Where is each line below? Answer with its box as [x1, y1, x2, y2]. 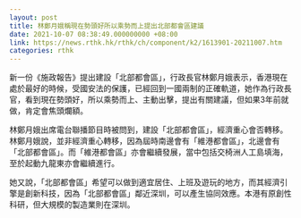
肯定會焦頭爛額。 [24, 105, 88, 116]
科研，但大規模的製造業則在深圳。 [9, 199, 135, 210]
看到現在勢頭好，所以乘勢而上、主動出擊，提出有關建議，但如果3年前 [24, 95, 281, 105]
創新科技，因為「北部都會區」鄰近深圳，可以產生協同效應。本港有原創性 [24, 189, 292, 199]
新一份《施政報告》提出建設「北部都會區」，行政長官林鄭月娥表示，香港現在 [9, 72, 288, 83]
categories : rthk [9, 46, 74, 55]
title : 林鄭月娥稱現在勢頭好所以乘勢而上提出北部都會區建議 [9, 21, 204, 30]
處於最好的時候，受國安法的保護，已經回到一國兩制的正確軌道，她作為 [9, 83, 269, 94]
